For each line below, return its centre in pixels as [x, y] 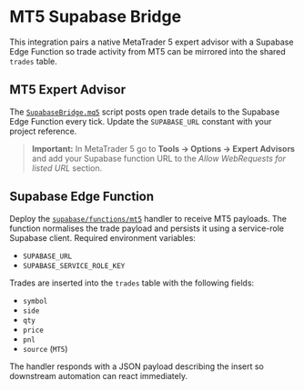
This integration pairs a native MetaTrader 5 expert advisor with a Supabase [152, 42]
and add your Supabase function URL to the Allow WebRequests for [159, 158]
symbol [35, 301]
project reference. [43, 131]
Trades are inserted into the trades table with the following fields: [132, 283]
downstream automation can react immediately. [99, 375]
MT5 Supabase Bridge [96, 17]
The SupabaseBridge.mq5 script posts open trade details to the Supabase [145, 112]
